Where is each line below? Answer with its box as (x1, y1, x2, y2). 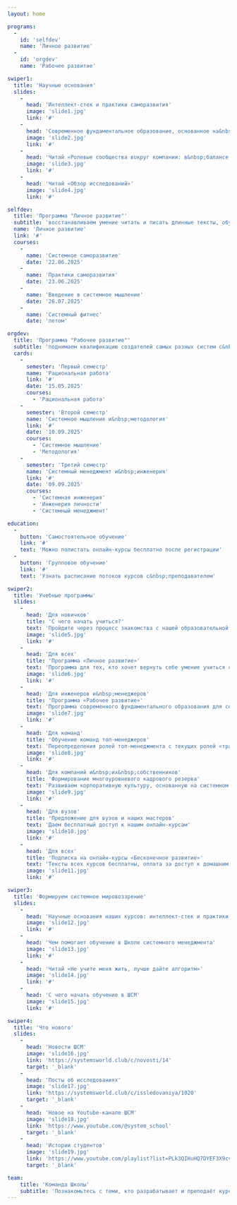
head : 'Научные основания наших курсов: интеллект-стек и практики (25, 913, 229, 920)
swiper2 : (7, 585, 33, 593)
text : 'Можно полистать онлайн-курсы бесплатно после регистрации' (20, 546, 222, 554)
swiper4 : (7, 1017, 33, 1024)
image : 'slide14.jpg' (25, 971, 90, 979)
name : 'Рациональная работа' (25, 370, 112, 377)
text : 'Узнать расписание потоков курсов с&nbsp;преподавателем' (20, 572, 217, 579)
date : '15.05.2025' (25, 382, 83, 390)
